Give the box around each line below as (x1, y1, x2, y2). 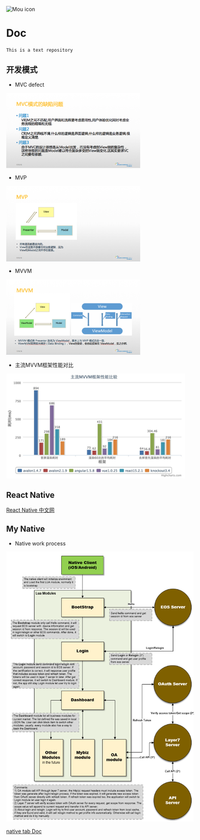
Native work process (14, 540, 66, 547)
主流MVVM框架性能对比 (14, 361, 74, 368)
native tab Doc (6, 828, 42, 835)
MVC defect (14, 81, 45, 88)
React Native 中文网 (6, 506, 55, 514)
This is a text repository (6, 47, 73, 53)
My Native (6, 524, 45, 534)
